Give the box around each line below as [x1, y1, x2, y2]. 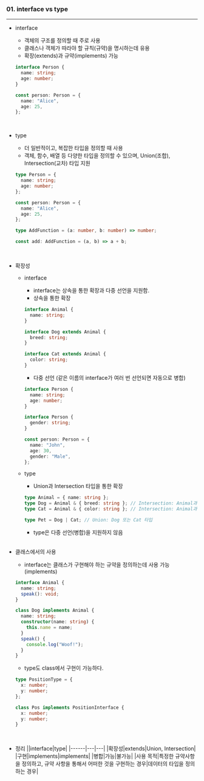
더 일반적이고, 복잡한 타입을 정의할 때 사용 [24, 145, 123, 152]
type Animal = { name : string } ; [24, 495, 109, 501]
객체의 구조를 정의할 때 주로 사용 [24, 37, 101, 44]
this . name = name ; [26, 625, 73, 631]
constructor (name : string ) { [21, 619, 95, 625]
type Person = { [15, 172, 56, 178]
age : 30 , [29, 447, 52, 454]
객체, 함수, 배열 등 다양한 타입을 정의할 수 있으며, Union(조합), [24, 152, 171, 159]
